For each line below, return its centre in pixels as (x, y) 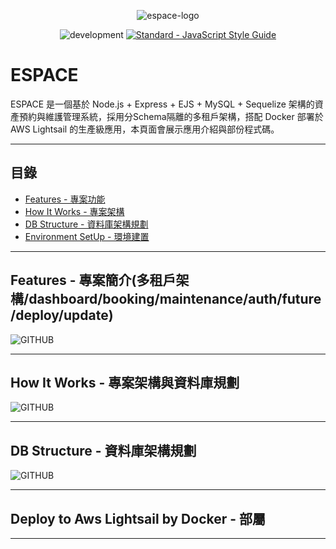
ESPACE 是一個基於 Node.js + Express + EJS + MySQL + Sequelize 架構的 (162, 104)
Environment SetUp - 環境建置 (87, 236)
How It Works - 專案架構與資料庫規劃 (125, 382)
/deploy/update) (62, 315)
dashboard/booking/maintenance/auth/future (175, 299)
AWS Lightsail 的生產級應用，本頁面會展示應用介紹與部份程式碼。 (145, 129)
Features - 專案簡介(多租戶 (93, 280)
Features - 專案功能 (65, 199)
